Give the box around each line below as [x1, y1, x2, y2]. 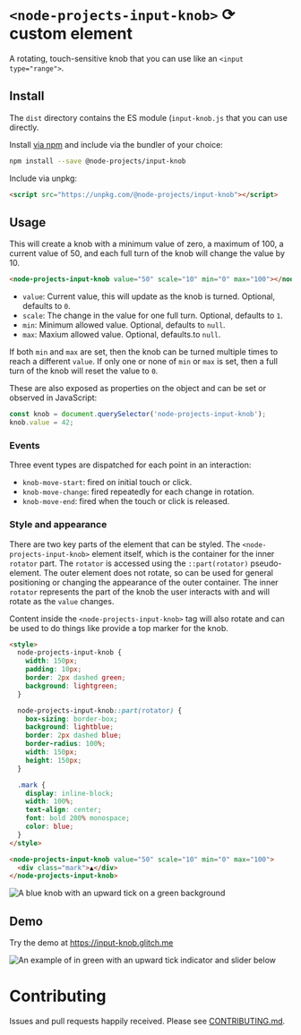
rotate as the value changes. [9, 595, 115, 606]
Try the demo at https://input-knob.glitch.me [9, 937, 174, 948]
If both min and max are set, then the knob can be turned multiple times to [9, 346, 279, 357]
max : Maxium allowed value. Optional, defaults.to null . [21, 329, 221, 340]
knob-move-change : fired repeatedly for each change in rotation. [21, 486, 255, 497]
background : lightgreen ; [25, 681, 118, 690]
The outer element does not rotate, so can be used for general [43, 567, 273, 577]
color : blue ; [25, 822, 74, 832]
